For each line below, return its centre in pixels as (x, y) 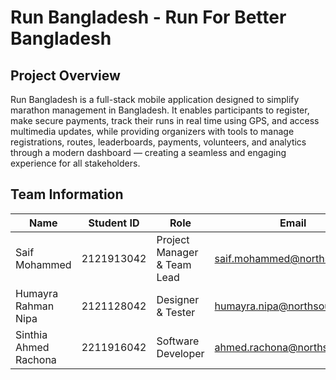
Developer (180, 353)
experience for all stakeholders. (75, 163)
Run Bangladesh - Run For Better (148, 17)
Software (178, 341)
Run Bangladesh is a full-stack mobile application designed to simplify (155, 99)
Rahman (35, 306)
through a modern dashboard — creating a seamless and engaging (148, 152)
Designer (178, 299)
